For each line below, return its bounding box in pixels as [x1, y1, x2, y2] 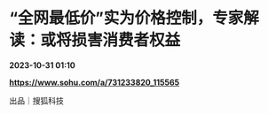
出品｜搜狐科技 [9, 95, 64, 106]
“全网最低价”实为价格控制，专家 [9, 8, 244, 28]
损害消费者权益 [71, 30, 181, 50]
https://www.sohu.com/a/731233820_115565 [9, 77, 180, 87]
